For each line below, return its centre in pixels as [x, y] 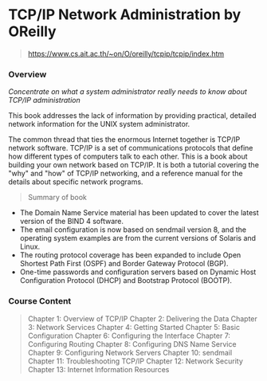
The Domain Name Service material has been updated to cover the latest [139, 213]
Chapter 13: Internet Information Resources [98, 369]
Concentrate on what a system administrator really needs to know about [128, 92]
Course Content [40, 301]
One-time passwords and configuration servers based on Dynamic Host [138, 272]
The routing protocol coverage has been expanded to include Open [130, 255]
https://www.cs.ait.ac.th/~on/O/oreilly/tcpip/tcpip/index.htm [126, 53]
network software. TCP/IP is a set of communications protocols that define [131, 148]
